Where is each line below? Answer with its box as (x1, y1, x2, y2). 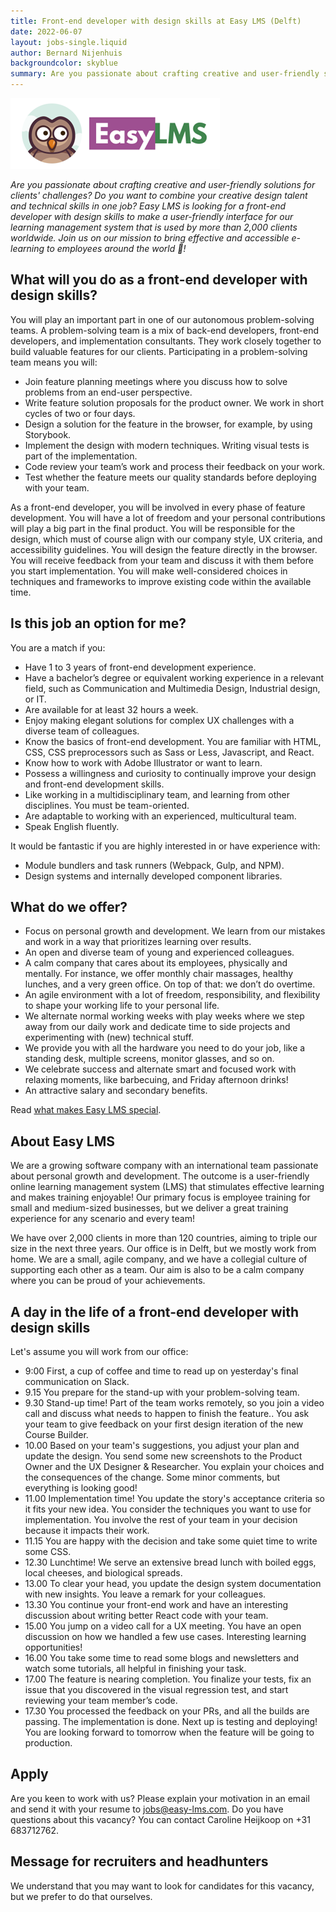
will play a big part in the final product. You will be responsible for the (10, 522, 296, 534)
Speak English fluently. (24, 820, 120, 832)
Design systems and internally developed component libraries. (24, 870, 283, 882)
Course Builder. (24, 1429, 89, 1441)
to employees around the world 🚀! (46, 243, 187, 254)
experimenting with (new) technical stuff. (24, 1031, 194, 1044)
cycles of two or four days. (24, 407, 136, 419)
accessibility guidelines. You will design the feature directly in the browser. (10, 543, 318, 555)
